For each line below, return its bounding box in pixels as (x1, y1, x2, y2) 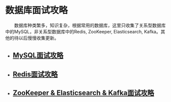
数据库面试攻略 (5, 5, 68, 16)
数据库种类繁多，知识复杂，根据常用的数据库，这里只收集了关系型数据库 (14, 22, 166, 28)
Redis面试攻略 (12, 70, 58, 78)
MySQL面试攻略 (12, 51, 64, 60)
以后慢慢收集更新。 (18, 35, 59, 41)
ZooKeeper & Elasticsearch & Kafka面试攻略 (12, 89, 154, 97)
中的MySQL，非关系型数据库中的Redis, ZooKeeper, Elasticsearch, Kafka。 (5, 28, 161, 34)
